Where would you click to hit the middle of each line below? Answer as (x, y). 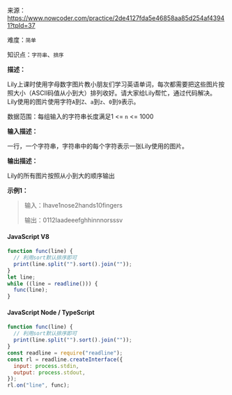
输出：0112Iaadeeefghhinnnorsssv (74, 220)
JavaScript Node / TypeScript (51, 312)
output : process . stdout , (49, 372)
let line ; (22, 277)
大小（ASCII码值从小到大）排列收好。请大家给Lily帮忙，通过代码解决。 (115, 93)
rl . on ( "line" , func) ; (39, 385)
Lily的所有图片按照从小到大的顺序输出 (61, 176)
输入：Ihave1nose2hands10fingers (74, 205)
